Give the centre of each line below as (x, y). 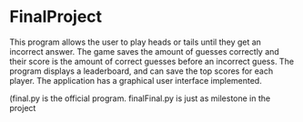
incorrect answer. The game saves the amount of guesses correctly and (144, 51)
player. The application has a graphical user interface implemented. (136, 80)
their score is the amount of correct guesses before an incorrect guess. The (151, 61)
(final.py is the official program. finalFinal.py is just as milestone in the (140, 98)
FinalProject (56, 17)
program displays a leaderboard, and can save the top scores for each (141, 71)
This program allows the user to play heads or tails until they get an (136, 42)
